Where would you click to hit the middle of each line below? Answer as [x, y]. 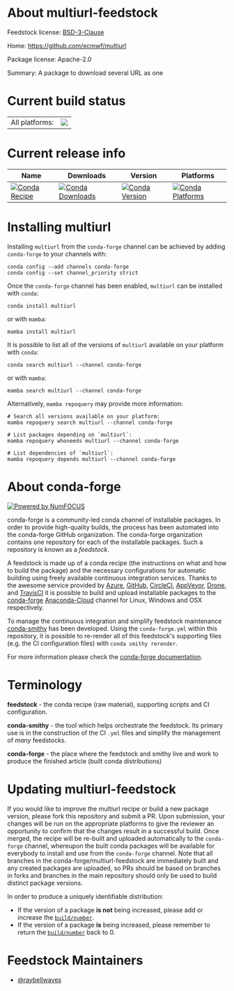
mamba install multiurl [42, 332]
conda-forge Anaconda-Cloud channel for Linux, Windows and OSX [105, 600]
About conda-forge [64, 486]
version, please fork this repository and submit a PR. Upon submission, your [116, 816]
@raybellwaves [39, 980]
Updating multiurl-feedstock [92, 789]
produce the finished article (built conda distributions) [85, 761]
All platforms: [32, 122]
